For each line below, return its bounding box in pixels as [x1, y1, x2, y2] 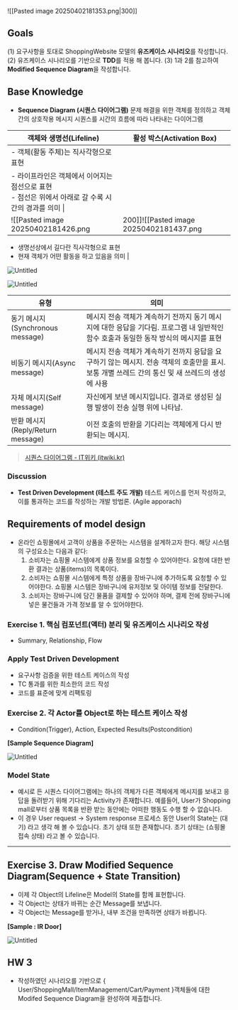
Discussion [7, 471, 47, 481]
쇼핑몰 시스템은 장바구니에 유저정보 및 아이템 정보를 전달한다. [55, 582, 223, 591]
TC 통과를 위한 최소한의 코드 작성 [17, 679, 110, 689]
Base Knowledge [7, 86, 84, 98]
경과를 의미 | [25, 203, 65, 213]
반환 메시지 [11, 416, 46, 426]
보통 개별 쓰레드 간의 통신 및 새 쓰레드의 [86, 367, 211, 377]
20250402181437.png [123, 224, 203, 234]
